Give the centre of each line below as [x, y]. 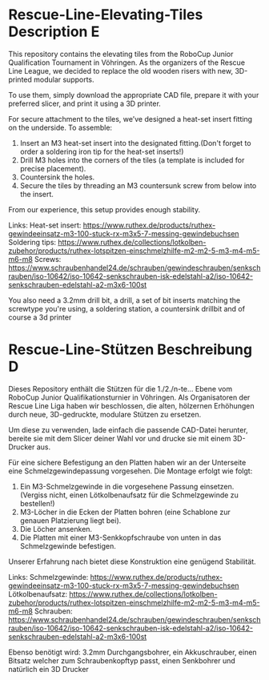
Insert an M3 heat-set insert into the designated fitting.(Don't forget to [135, 143]
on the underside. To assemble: [60, 127]
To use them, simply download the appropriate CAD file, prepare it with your [134, 95]
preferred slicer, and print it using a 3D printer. [85, 103]
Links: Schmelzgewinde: [48, 577]
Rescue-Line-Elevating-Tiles [106, 15]
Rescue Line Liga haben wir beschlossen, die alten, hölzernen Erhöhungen [131, 405]
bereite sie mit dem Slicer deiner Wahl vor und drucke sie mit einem [120, 438]
